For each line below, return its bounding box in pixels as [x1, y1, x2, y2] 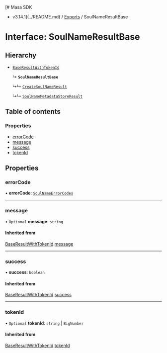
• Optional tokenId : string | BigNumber [5, 320, 84, 326]
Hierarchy [5, 51, 37, 59]
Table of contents [5, 107, 61, 116]
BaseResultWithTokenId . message [5, 241, 74, 247]
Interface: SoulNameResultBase [5, 31, 140, 43]
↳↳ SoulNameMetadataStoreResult [12, 93, 83, 99]
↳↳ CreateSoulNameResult [12, 84, 67, 89]
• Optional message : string [5, 218, 64, 224]
